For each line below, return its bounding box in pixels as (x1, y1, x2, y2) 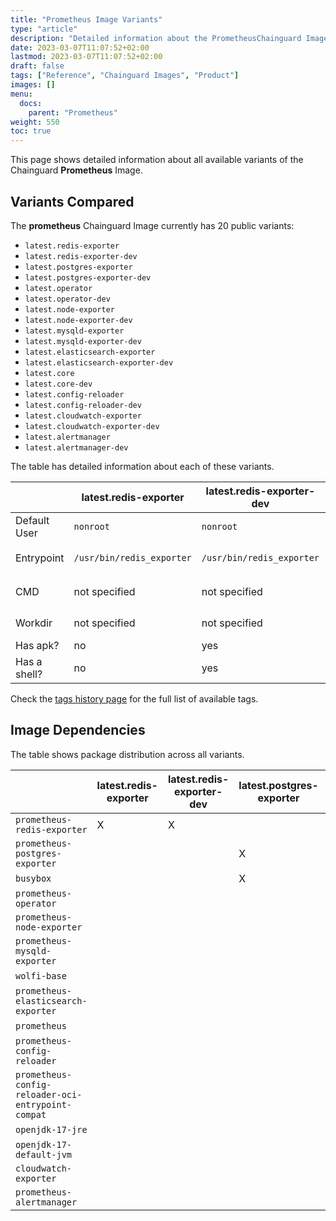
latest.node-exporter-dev (24, 315, 133, 325)
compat (15, 1109, 47, 1120)
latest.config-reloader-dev (24, 400, 142, 410)
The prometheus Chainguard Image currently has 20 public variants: (10, 219, 295, 231)
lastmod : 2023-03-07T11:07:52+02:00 (10, 52, 163, 62)
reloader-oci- (15, 1089, 83, 1100)
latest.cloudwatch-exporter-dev (24, 421, 160, 431)
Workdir (15, 616, 53, 630)
